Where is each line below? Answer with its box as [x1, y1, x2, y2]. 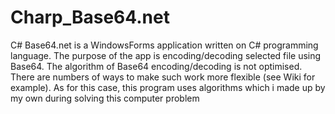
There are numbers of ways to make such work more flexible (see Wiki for [10, 71, 316, 83]
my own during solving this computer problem [10, 92, 200, 104]
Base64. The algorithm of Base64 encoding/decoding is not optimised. [10, 60, 303, 72]
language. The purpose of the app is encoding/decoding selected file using [10, 49, 322, 61]
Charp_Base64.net [10, 6, 170, 29]
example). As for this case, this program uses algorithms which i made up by [10, 81, 326, 93]
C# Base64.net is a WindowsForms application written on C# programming [10, 39, 319, 51]
